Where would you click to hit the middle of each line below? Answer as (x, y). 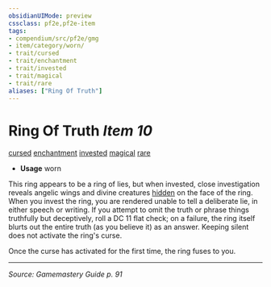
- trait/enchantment (43, 61)
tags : (17, 31)
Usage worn (41, 168)
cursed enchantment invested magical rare (79, 153)
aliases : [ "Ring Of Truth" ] (56, 91)
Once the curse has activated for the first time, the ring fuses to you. (122, 252)
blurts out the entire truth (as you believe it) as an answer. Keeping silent (129, 227)
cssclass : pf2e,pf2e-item (52, 23)
